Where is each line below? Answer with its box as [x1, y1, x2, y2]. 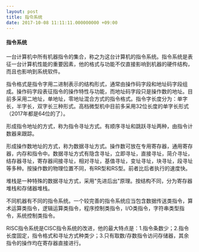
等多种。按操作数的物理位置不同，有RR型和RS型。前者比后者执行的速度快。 [6, 164, 191, 172]
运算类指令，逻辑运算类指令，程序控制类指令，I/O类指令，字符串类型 [11, 205, 179, 212]
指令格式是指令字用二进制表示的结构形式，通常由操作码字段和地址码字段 [6, 80, 182, 88]
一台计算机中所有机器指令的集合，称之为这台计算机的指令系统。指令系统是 [6, 53, 188, 60]
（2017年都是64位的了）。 [6, 110, 69, 117]
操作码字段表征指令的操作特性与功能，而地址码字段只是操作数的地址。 [16, 88, 188, 95]
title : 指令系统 [6, 14, 43, 20]
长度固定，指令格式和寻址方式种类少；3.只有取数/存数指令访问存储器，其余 [6, 232, 190, 239]
